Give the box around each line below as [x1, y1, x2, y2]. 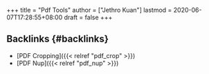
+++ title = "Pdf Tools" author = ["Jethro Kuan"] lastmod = [6, 6, 172, 14]
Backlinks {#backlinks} [6, 33, 109, 45]
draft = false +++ [64, 13, 113, 21]
